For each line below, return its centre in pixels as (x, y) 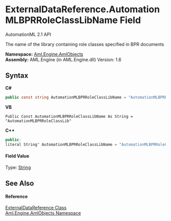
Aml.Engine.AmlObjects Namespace (43, 213)
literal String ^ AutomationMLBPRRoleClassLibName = (61, 144)
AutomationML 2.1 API (28, 34)
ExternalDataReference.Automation (83, 9)
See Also (20, 183)
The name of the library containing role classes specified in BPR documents (85, 44)
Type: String (18, 167)
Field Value (17, 156)
